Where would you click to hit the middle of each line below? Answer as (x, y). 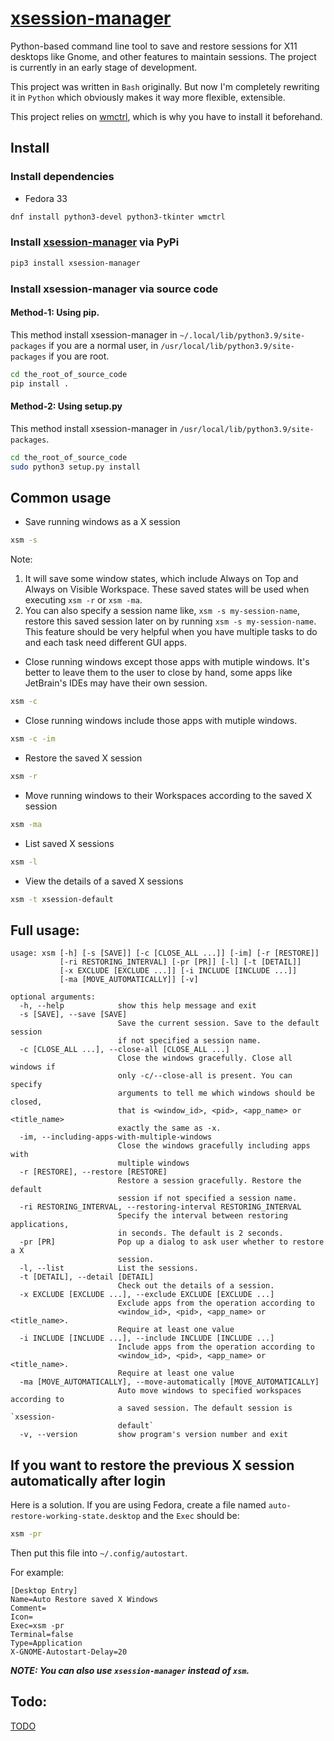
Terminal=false (42, 1634)
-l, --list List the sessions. (109, 1268)
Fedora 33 (46, 198)
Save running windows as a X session (102, 522)
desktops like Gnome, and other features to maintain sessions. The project (163, 56)
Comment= (28, 1608)
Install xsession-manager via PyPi (95, 242)
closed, (26, 1102)
